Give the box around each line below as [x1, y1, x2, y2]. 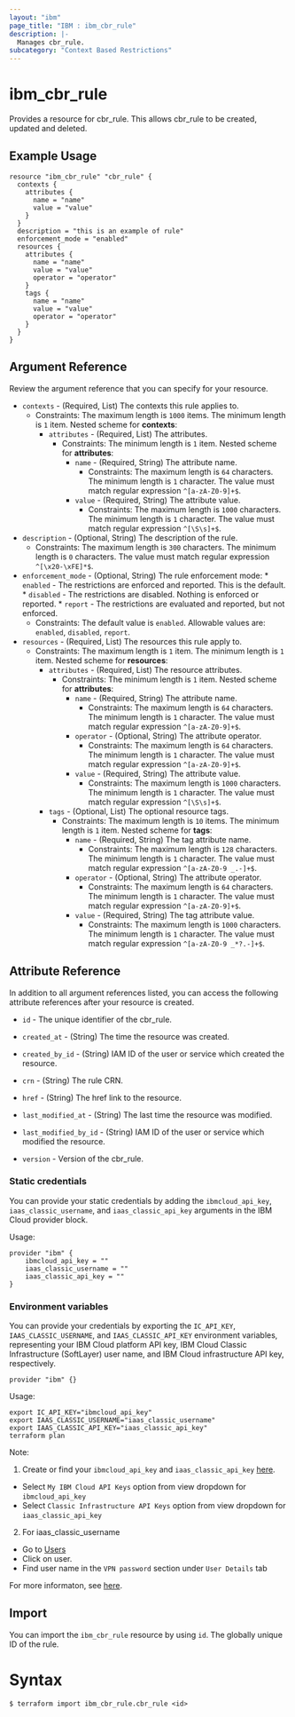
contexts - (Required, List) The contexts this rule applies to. [21, 400, 239, 411]
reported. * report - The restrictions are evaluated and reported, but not [21, 598, 285, 609]
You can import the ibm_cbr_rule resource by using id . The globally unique [9, 1629, 283, 1640]
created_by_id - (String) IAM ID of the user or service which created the [21, 1048, 285, 1059]
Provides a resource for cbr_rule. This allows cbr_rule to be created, [9, 114, 257, 124]
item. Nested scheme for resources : [35, 654, 168, 666]
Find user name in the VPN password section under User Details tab [21, 1563, 268, 1574]
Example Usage [9, 148, 97, 164]
